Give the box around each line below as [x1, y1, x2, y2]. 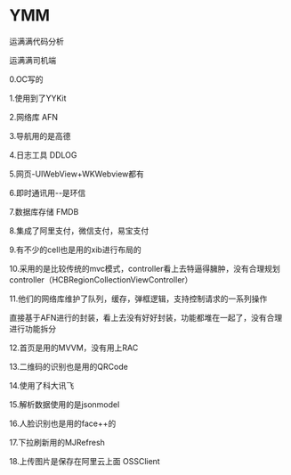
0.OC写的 [9, 73, 44, 85]
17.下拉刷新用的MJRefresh [9, 437, 105, 447]
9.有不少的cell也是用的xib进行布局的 [9, 244, 141, 255]
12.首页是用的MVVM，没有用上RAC [9, 342, 139, 353]
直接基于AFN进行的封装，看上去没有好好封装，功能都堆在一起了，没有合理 [9, 312, 283, 323]
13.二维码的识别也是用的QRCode [9, 361, 129, 372]
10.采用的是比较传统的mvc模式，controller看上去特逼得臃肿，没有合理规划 [9, 263, 280, 274]
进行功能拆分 [9, 323, 56, 334]
